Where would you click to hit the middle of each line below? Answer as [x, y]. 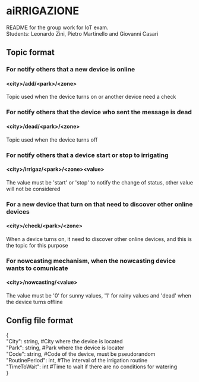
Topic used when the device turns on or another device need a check [91, 97]
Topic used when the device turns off [52, 140]
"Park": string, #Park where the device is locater [65, 347]
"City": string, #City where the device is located [64, 341]
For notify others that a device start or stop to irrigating [87, 155]
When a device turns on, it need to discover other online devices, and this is [99, 239]
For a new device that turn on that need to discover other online [99, 204]
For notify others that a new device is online [71, 70]
